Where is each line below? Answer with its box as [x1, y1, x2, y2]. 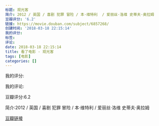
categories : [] [5, 58, 37, 63]
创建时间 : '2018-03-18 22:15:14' [5, 26, 72, 31]
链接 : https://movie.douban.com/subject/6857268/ [5, 21, 109, 26]
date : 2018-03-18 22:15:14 [5, 44, 61, 49]
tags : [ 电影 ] [5, 53, 31, 59]
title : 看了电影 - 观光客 [5, 49, 54, 54]
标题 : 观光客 [5, 7, 28, 12]
